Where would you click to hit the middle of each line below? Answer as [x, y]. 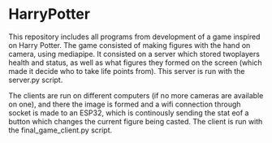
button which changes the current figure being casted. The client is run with [136, 121]
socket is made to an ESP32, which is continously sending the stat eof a [129, 113]
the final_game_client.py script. [60, 130]
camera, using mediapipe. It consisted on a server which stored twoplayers [134, 54]
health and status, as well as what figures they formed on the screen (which [135, 63]
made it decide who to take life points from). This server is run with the [127, 71]
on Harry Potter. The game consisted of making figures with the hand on [130, 45]
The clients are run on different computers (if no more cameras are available [136, 95]
